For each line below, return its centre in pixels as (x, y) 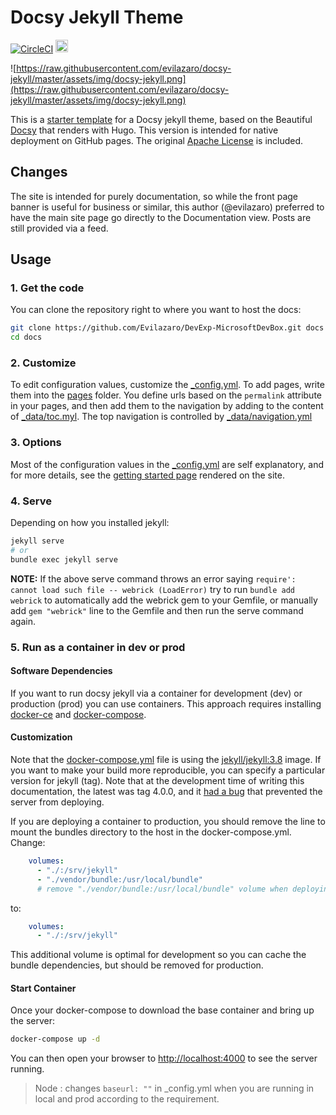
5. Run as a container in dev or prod (98, 647)
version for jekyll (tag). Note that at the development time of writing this (157, 781)
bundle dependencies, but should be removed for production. (137, 965)
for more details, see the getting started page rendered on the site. (147, 475)
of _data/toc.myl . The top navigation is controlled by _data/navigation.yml (161, 417)
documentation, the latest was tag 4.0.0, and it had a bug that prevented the (166, 792)
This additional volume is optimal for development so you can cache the (158, 955)
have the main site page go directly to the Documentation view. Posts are (161, 217)
